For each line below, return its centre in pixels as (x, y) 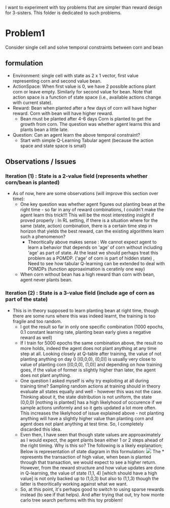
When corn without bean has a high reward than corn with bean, (88, 274)
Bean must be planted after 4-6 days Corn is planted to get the (86, 118)
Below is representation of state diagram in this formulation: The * (92, 451)
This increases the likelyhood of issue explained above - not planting (92, 413)
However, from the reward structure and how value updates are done (92, 467)
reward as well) (36, 337)
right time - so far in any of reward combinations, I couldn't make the (92, 210)
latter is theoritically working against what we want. (74, 484)
